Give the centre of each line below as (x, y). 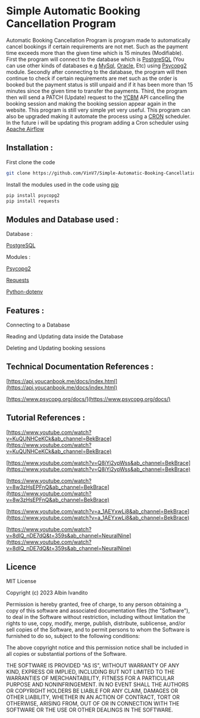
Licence (21, 567)
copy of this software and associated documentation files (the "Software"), (98, 611)
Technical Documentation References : (80, 367)
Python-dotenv (25, 292)
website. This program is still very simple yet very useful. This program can (98, 110)
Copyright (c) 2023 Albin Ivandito (47, 593)
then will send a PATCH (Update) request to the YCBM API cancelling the (95, 97)
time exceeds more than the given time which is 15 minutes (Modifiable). (95, 53)
